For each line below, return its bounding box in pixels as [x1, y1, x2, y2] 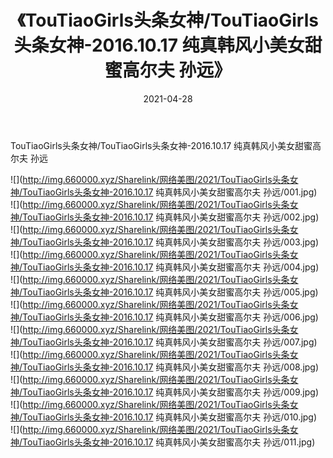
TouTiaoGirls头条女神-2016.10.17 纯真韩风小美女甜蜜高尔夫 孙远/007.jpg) [22, 336, 318, 348]
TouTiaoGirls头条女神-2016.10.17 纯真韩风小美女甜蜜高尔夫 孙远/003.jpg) [22, 236, 320, 248]
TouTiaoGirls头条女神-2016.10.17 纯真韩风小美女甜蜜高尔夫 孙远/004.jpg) [22, 261, 320, 273]
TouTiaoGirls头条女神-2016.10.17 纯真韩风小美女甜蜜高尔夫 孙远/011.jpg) [22, 436, 316, 448]
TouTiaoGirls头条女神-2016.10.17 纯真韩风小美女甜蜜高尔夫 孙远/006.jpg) [22, 311, 319, 323]
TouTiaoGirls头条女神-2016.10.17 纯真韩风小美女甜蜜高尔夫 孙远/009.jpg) [22, 386, 320, 398]
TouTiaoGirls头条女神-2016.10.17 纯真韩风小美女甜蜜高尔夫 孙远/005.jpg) [22, 286, 319, 298]
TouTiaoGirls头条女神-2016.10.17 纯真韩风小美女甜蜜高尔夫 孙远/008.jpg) [22, 361, 320, 373]
